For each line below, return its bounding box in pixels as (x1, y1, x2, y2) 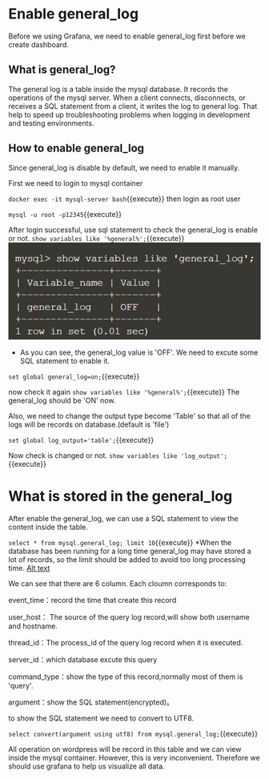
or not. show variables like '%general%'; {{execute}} (8, 233, 185, 243)
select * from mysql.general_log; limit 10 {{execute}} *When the (8, 537, 232, 547)
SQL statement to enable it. (19, 355, 110, 365)
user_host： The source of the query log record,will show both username (8, 612, 250, 621)
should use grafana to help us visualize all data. (8, 761, 166, 771)
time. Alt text (8, 563, 50, 572)
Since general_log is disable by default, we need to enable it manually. (8, 163, 240, 172)
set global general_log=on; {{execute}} (8, 371, 140, 381)
